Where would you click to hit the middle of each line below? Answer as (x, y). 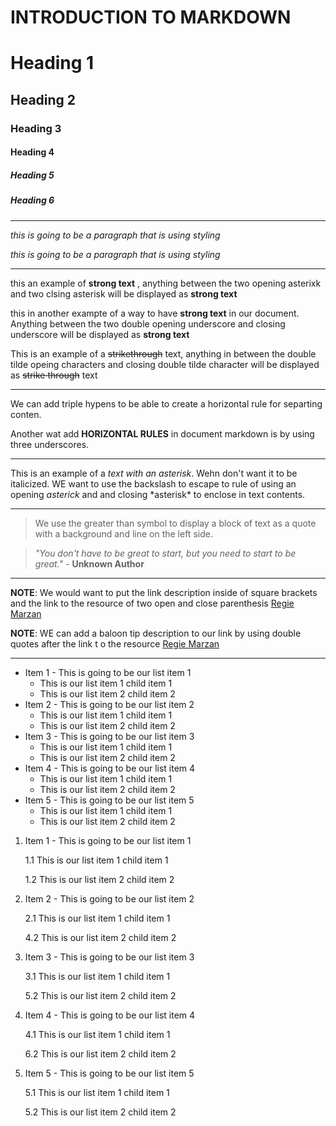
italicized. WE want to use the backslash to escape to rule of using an (153, 483)
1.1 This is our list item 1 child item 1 (96, 860)
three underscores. (50, 444)
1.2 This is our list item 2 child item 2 (99, 879)
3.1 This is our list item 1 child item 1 (97, 976)
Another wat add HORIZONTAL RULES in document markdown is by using (162, 433)
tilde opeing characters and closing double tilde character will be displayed (165, 364)
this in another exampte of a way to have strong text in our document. (155, 313)
